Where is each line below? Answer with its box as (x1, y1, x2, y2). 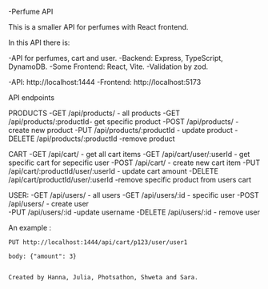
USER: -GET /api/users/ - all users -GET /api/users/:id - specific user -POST (8, 191, 259, 199)
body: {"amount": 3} (8, 252, 78, 260)
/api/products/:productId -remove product (36, 134, 175, 143)
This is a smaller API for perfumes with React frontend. (8, 22, 189, 31)
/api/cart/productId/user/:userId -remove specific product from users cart (8, 175, 252, 184)
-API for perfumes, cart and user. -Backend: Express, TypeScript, (8, 54, 224, 62)
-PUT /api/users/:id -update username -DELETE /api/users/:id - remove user (8, 207, 261, 217)
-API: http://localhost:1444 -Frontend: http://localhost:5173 (8, 78, 202, 86)
